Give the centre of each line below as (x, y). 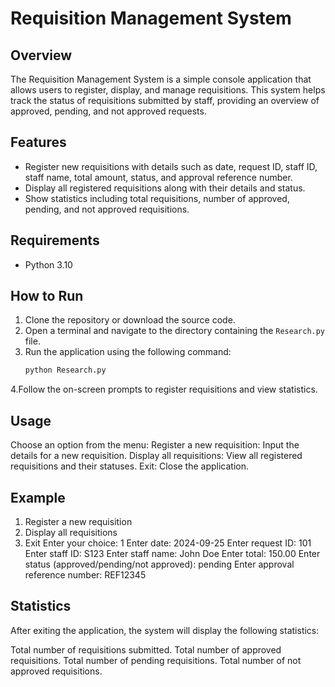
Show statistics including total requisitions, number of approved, (157, 198)
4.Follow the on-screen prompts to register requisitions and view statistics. (164, 389)
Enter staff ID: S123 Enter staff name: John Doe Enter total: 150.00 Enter (172, 553)
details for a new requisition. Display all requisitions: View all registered (156, 456)
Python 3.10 (48, 264)
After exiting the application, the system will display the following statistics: (165, 630)
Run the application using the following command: (128, 352)
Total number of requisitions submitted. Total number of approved (146, 649)
